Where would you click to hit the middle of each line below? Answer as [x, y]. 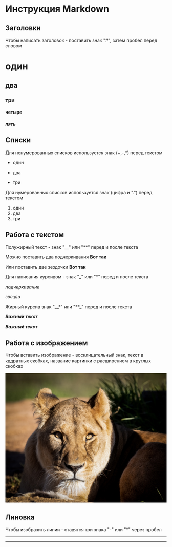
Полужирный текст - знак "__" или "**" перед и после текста [72, 247]
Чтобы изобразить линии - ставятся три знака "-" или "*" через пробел [84, 530]
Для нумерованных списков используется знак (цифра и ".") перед [79, 192]
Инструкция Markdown [57, 9]
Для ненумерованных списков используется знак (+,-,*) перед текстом [84, 153]
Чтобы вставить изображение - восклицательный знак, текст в [74, 355]
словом [14, 46]
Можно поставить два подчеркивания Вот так [56, 257]
